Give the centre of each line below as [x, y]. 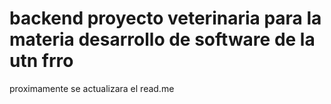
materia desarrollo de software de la [162, 39]
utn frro [41, 61]
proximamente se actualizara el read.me [92, 88]
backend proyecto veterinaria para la [165, 18]
